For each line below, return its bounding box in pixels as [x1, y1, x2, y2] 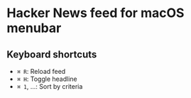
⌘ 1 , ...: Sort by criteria [16, 82, 83, 90]
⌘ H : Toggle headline [16, 75, 77, 83]
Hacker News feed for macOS [6, 5, 185, 21]
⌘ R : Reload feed [16, 67, 66, 75]
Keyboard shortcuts [6, 48, 97, 60]
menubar [6, 20, 62, 36]
